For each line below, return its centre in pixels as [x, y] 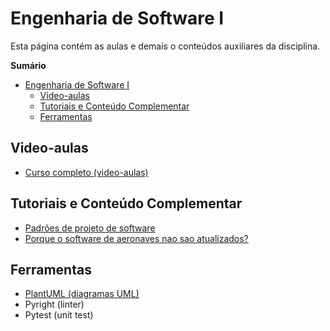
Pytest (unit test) [59, 315]
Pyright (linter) [54, 304]
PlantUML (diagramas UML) [82, 294]
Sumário [28, 65]
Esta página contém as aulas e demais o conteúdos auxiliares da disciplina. [165, 46]
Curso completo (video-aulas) [86, 172]
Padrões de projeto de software [90, 228]
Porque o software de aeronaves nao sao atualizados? [136, 238]
